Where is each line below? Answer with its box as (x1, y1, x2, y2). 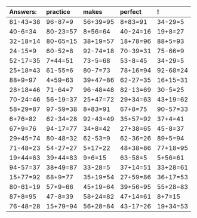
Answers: (9, 8, 37, 16)
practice (46, 8, 70, 16)
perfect (120, 8, 142, 16)
